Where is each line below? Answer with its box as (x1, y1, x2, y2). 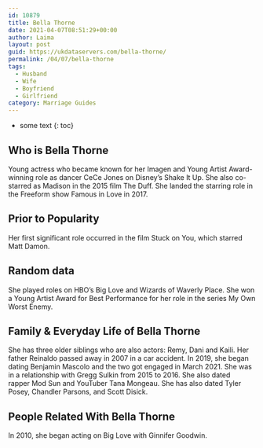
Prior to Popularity (8, 212, 100, 226)
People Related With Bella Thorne (8, 409, 175, 423)
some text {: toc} (19, 121, 75, 130)
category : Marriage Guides (8, 99, 97, 107)
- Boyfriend (15, 84, 55, 93)
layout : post (8, 41, 51, 49)
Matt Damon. (8, 241, 50, 251)
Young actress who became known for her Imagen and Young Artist (8, 164, 228, 174)
